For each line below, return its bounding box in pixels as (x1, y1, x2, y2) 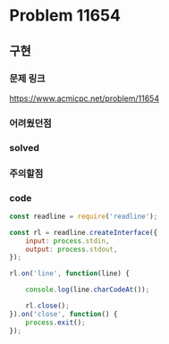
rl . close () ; (25, 301, 70, 311)
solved (9, 141, 40, 154)
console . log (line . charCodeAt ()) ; (25, 285, 150, 295)
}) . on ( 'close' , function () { (9, 309, 118, 318)
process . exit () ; (25, 318, 87, 327)
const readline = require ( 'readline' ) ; (9, 212, 158, 221)
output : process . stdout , (25, 245, 118, 254)
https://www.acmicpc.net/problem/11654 (9, 93, 159, 104)
